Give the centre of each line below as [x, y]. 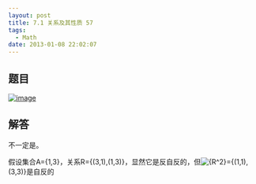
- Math [26, 37]
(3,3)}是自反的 [31, 171]
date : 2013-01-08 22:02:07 [53, 45]
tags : [17, 30]
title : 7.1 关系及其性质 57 [51, 23]
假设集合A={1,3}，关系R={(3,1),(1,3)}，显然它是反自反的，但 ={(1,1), [128, 161]
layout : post [30, 15]
